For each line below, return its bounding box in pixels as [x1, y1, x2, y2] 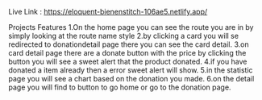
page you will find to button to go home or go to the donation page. [8, 82, 231, 92]
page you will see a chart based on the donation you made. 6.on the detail [8, 74, 255, 83]
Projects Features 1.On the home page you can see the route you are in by [8, 23, 254, 31]
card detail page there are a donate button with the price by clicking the [8, 48, 247, 57]
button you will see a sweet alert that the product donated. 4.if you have [8, 56, 247, 66]
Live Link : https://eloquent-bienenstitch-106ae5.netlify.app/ [8, 7, 208, 16]
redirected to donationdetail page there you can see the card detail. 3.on [8, 40, 249, 49]
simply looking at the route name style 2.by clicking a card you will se [8, 31, 239, 40]
